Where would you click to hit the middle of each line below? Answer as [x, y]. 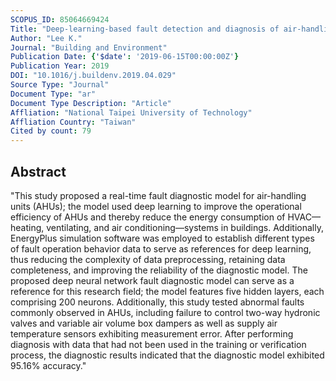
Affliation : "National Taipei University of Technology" [131, 112]
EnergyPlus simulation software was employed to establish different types [162, 238]
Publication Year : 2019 [60, 66]
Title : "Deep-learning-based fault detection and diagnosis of [145, 29]
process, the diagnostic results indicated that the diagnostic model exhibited [167, 355]
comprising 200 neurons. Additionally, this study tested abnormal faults [157, 302]
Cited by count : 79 [51, 131]
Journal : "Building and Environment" [89, 47]
